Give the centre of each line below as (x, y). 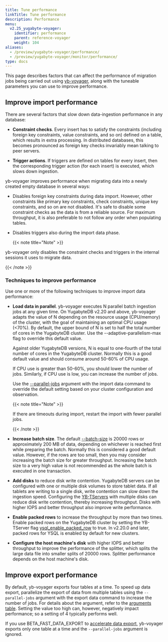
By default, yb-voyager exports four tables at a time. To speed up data (78, 587)
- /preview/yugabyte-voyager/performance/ (55, 52)
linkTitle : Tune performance (36, 15)
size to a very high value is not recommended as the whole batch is (82, 466)
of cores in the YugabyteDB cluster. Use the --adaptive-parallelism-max (87, 333)
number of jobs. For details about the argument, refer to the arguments (78, 603)
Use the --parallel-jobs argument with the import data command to (81, 384)
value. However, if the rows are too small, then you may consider (79, 455)
